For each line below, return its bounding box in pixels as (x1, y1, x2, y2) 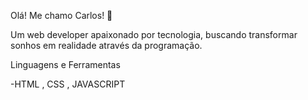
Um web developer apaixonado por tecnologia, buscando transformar (10, 29, 298, 40)
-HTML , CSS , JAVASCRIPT (10, 78, 126, 90)
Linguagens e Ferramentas (10, 59, 121, 70)
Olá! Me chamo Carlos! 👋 (10, 10, 113, 21)
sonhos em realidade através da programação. (10, 40, 203, 51)
